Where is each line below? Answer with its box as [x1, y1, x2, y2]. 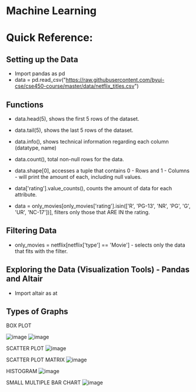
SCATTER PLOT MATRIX [6, 356, 65, 363]
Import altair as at [14, 290, 58, 297]
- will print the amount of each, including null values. [14, 174, 142, 180]
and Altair [6, 274, 43, 284]
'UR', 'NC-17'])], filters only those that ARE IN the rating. [14, 209, 150, 215]
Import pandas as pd [14, 70, 65, 77]
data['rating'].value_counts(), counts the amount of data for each [14, 185, 172, 192]
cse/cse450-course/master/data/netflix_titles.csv [14, 82, 135, 89]
